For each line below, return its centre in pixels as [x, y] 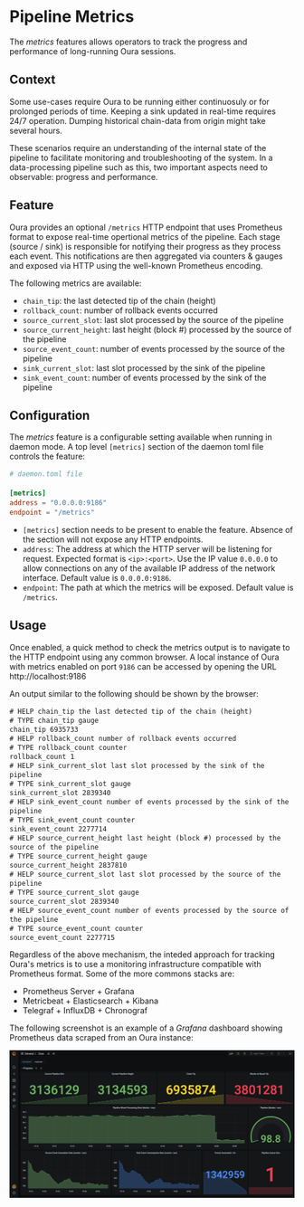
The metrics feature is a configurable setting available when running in [141, 437]
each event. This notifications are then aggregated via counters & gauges [146, 256]
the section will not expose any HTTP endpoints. [113, 539]
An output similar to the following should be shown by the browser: [134, 693]
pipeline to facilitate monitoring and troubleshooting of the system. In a [141, 157]
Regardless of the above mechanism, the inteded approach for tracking [142, 954]
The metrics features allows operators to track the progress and [128, 42]
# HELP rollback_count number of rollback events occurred [123, 738]
